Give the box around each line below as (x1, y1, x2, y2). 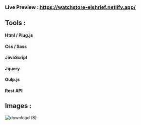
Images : (5, 102, 32, 110)
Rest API (5, 88, 23, 94)
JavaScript (5, 55, 28, 61)
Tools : (5, 19, 26, 27)
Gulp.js (5, 77, 20, 82)
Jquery (5, 65, 20, 71)
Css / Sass (5, 43, 27, 49)
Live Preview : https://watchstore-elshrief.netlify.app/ (5, 4, 136, 11)
